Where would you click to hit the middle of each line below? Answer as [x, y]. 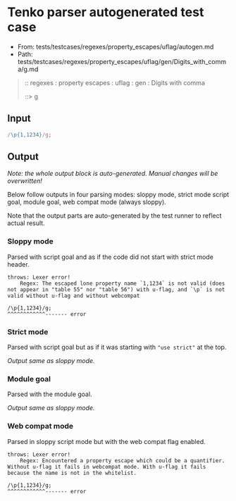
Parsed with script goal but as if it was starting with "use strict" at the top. [117, 347]
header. [18, 264]
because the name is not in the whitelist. [72, 473]
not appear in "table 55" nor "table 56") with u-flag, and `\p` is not [116, 289]
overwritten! [25, 181]
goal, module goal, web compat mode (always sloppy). [87, 202]
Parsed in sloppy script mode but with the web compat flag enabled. [106, 441]
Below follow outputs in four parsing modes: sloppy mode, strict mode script [118, 195]
